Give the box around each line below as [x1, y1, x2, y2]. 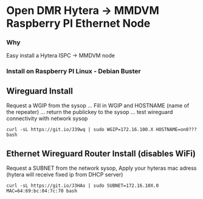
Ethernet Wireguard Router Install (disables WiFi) [6, 148, 196, 158]
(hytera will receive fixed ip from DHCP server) [6, 171, 123, 178]
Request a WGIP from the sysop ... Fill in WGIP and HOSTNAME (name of [6, 102, 190, 109]
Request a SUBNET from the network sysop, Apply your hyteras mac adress [6, 164, 197, 172]
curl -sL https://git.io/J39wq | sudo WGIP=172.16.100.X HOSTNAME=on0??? [6, 127, 198, 133]
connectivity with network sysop [6, 115, 88, 122]
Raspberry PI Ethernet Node [6, 16, 151, 30]
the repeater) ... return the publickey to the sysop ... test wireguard [6, 109, 173, 116]
